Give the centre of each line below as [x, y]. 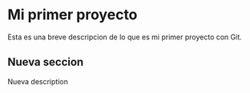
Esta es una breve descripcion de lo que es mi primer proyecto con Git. [125, 37]
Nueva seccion [46, 62]
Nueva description [38, 81]
